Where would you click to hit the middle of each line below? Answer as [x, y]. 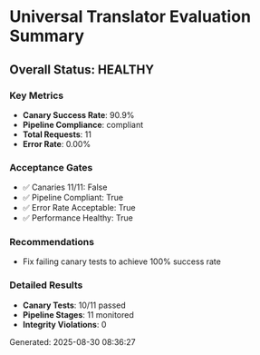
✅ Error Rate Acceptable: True [79, 208]
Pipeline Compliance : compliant [83, 124]
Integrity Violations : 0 [64, 324]
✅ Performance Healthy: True [77, 218]
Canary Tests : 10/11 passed [74, 305]
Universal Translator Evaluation [130, 17]
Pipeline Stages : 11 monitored [78, 314]
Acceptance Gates [51, 167]
